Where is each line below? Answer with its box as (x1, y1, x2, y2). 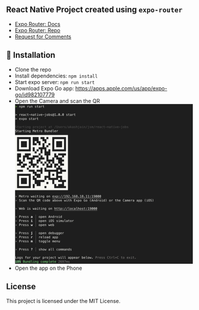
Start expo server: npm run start (14, 78, 95, 85)
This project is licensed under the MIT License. (6, 297, 121, 304)
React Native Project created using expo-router (6, 5, 183, 15)
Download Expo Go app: (14, 85, 74, 92)
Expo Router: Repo (14, 27, 61, 34)
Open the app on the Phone (14, 264, 82, 272)
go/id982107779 (14, 91, 55, 98)
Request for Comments (14, 33, 72, 40)
